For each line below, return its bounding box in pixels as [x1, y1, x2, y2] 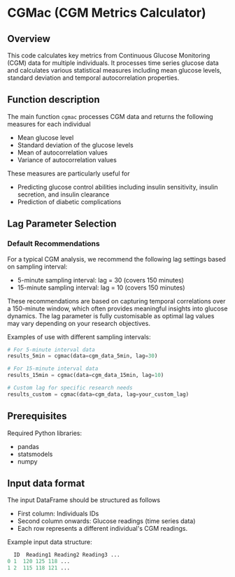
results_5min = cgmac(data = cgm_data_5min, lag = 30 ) [7, 352, 158, 359]
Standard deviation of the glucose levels [17, 141, 134, 149]
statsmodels [17, 450, 53, 458]
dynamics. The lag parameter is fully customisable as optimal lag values [7, 311, 215, 320]
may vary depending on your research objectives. [7, 319, 150, 327]
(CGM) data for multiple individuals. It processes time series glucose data [7, 59, 219, 67]
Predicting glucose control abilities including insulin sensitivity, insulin [17, 183, 218, 191]
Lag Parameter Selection [7, 218, 117, 230]
